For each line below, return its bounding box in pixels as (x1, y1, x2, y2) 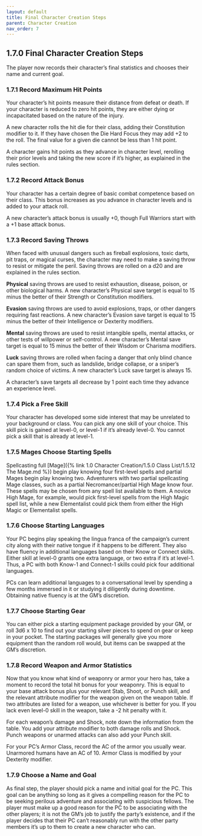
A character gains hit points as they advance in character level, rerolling (6, 148, 185, 156)
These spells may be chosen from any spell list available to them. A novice (6, 487, 191, 495)
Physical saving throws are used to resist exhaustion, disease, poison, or (6, 280, 188, 287)
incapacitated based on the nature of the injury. (6, 112, 125, 119)
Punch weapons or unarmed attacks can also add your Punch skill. (6, 731, 172, 739)
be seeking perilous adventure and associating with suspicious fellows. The (6, 797, 194, 805)
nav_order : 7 (6, 25, 39, 32)
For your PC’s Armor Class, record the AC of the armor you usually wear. (6, 743, 186, 750)
